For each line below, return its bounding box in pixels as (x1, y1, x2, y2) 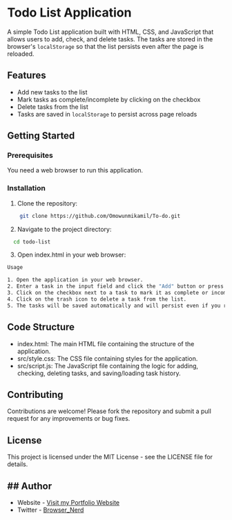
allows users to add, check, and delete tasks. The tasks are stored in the (7, 34, 213, 43)
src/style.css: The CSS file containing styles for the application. (17, 354, 198, 363)
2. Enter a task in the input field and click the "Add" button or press (7, 283, 224, 290)
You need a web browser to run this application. (7, 166, 144, 174)
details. (7, 460, 28, 468)
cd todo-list (13, 238, 51, 246)
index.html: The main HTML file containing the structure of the (17, 339, 195, 348)
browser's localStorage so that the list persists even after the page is (7, 42, 204, 50)
